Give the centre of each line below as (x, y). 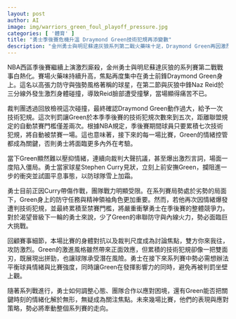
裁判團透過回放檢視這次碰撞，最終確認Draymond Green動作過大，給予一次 (115, 108)
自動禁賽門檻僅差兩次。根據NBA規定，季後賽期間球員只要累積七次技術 (121, 126)
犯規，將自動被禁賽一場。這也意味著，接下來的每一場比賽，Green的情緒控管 (118, 135)
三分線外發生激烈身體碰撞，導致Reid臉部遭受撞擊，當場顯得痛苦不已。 (109, 93)
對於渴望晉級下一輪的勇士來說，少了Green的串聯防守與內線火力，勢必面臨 (115, 217)
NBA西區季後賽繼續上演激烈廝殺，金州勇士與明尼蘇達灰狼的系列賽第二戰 (112, 67)
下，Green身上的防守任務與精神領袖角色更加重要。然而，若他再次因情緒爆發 (118, 199)
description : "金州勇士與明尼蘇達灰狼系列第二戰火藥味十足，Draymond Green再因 (114, 46)
